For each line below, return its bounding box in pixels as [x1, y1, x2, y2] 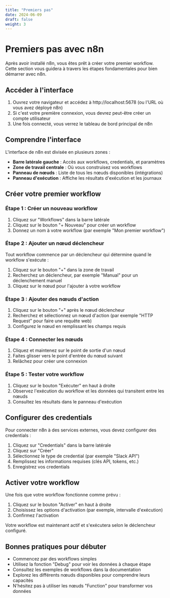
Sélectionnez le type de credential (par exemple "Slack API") [12, 453, 140, 459]
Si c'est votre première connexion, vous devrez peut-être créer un [12, 110, 151, 116]
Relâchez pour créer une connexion [12, 358, 88, 364]
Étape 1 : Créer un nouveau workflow [5, 205, 98, 212]
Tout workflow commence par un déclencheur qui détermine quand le [5, 251, 152, 257]
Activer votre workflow [5, 478, 80, 487]
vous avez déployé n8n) [12, 105, 63, 111]
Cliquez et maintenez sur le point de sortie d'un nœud [12, 347, 126, 353]
